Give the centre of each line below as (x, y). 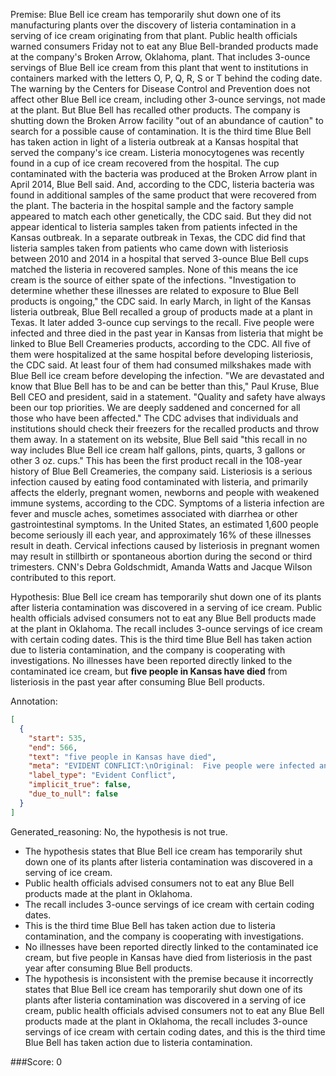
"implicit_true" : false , (80, 785)
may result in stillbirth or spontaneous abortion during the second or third (161, 556)
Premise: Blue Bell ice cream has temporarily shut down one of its (146, 14)
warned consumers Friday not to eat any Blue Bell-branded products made (164, 46)
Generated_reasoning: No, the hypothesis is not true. (119, 831)
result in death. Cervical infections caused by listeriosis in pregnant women (165, 545)
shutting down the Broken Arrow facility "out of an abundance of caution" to (167, 120)
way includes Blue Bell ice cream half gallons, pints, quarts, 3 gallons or (158, 450)
